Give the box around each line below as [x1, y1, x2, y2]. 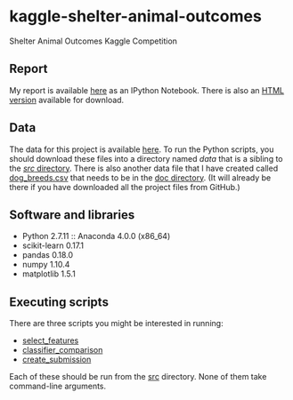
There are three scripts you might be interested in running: [9, 318, 224, 329]
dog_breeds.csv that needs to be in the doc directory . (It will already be [9, 172, 272, 183]
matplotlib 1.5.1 [21, 268, 76, 279]
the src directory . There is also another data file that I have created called [9, 163, 279, 173]
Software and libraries [9, 207, 135, 222]
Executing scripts [9, 294, 110, 309]
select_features [21, 335, 79, 346]
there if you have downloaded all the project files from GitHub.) [9, 181, 240, 192]
